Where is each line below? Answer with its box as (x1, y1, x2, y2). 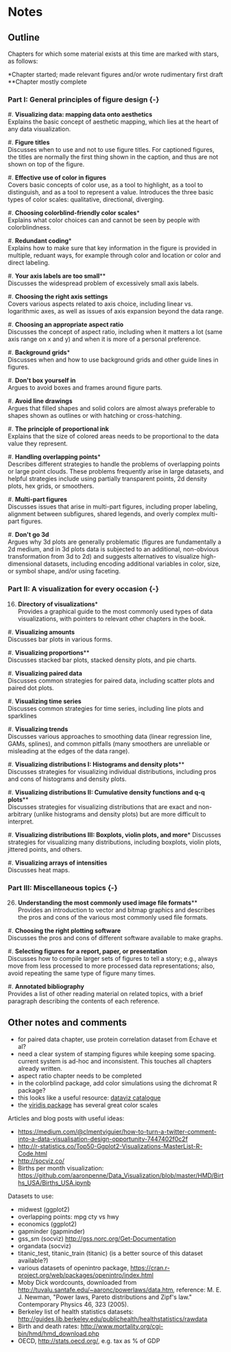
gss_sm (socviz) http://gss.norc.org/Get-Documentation (17, 1234, 177, 1243)
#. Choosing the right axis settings (8, 293, 108, 301)
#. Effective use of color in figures (8, 173, 107, 182)
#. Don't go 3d (8, 531, 49, 539)
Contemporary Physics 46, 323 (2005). (17, 1300, 129, 1308)
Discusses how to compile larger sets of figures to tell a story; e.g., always (8, 954, 218, 962)
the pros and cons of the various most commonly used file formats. (17, 913, 208, 921)
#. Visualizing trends (8, 724, 69, 733)
